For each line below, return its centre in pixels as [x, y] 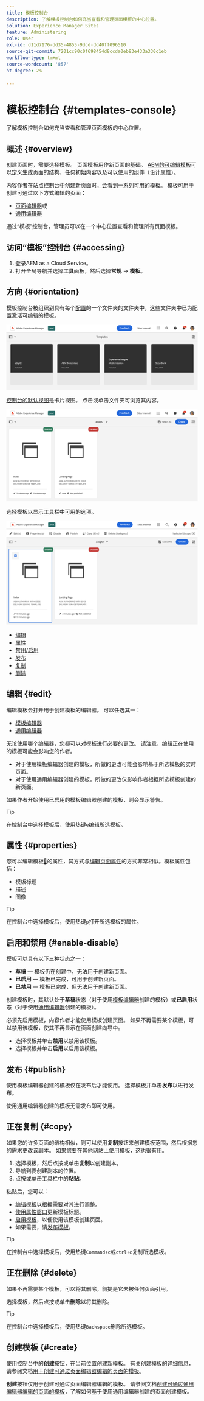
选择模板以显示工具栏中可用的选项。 [52, 512]
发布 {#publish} [36, 1069]
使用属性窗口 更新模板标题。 [50, 1212]
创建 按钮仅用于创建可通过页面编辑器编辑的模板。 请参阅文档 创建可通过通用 [100, 1384]
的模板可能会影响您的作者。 [41, 751]
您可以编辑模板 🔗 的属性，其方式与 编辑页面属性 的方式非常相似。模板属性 [96, 861]
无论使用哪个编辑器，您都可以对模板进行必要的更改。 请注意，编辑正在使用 [100, 743]
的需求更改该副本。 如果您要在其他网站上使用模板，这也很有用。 [87, 1150]
